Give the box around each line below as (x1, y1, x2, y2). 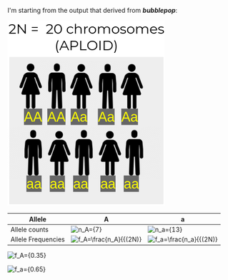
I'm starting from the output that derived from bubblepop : (7, 6, 178, 14)
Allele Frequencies (10, 235, 66, 244)
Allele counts (10, 225, 49, 234)
